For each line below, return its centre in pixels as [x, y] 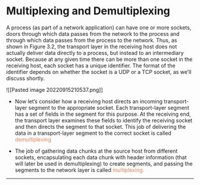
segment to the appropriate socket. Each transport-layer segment [109, 107]
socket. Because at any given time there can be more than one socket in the [99, 59]
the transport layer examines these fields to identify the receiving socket [104, 120]
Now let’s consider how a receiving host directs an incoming [88, 101]
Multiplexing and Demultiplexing [88, 11]
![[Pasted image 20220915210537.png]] [54, 90]
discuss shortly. [26, 78]
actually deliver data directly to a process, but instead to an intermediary [95, 53]
